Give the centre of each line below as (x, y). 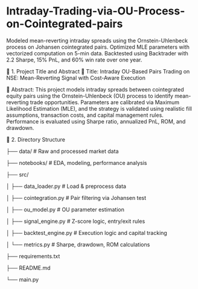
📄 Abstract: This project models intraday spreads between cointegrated (95, 89)
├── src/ (18, 174)
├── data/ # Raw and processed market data (62, 151)
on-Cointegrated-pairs (65, 24)
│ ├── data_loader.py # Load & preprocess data (66, 186)
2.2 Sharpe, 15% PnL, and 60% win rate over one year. (74, 60)
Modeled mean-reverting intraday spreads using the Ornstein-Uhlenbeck (97, 40)
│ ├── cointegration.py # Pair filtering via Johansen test (76, 197)
